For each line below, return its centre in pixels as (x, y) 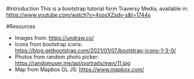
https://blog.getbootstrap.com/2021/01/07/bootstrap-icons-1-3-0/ (95, 50)
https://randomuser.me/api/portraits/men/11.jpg (72, 63)
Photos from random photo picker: (57, 57)
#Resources (21, 26)
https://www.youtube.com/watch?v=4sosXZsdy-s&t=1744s (79, 15)
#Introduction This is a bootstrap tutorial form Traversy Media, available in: (97, 9)
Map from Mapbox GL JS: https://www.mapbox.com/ (79, 69)
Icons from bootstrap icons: (49, 44)
